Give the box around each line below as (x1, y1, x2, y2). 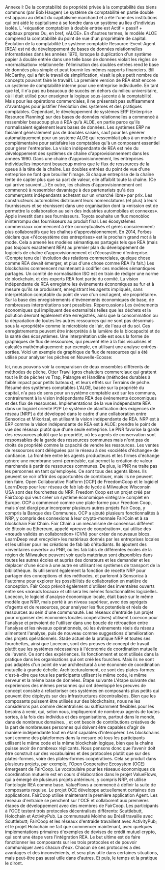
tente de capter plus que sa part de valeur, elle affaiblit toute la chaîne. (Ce (5, 177, 156, 182)
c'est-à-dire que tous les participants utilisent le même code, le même (5, 672, 147, 678)
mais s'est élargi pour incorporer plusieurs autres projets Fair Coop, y (5, 505, 146, 510)
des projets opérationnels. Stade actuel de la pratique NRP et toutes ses (5, 635, 151, 641)
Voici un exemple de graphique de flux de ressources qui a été (21, 349, 148, 355)
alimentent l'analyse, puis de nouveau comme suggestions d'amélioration (5, 630, 154, 636)
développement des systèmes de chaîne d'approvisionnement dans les (5, 150, 149, 156)
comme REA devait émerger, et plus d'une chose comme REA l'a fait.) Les (5, 260, 155, 266)
